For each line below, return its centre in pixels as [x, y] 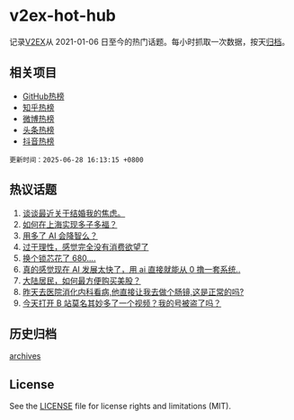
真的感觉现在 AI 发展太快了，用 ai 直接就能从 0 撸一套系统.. [131, 269]
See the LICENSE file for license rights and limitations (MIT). [120, 407]
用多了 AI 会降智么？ [60, 236]
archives [25, 356]
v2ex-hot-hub [63, 16]
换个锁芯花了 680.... [59, 258]
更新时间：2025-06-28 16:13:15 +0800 [76, 160]
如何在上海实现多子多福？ [70, 224]
